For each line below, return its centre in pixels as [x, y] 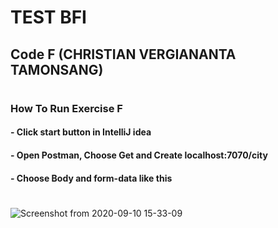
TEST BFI [48, 17]
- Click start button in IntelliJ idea [81, 132]
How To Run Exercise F [66, 108]
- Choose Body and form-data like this [91, 178]
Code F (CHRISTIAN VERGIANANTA [123, 54]
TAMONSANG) [57, 69]
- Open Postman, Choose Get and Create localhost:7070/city [139, 155]
